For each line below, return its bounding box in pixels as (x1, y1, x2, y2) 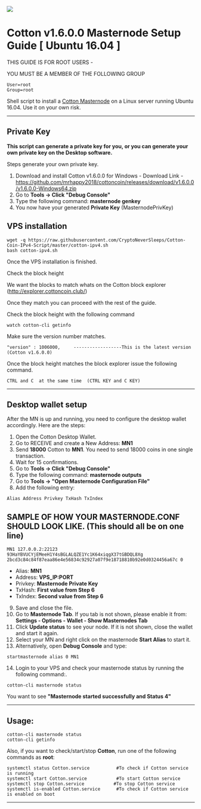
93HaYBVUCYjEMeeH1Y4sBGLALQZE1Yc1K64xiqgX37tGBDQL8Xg (7, 551, 144, 558)
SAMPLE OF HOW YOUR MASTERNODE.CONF (7, 511, 180, 522)
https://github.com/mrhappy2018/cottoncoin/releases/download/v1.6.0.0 (15, 178, 194, 185)
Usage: (7, 716, 35, 726)
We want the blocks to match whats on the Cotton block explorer (7, 281, 166, 288)
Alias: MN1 (15, 568, 42, 575)
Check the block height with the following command (7, 311, 135, 318)
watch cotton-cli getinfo (7, 322, 71, 328)
